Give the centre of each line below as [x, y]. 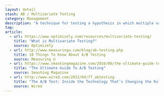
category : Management [27, 18]
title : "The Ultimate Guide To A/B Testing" [60, 68]
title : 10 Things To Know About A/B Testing [60, 55]
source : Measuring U [35, 59]
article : [14, 32]
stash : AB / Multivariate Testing [40, 14]
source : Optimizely [34, 46]
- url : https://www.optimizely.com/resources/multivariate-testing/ [81, 37]
